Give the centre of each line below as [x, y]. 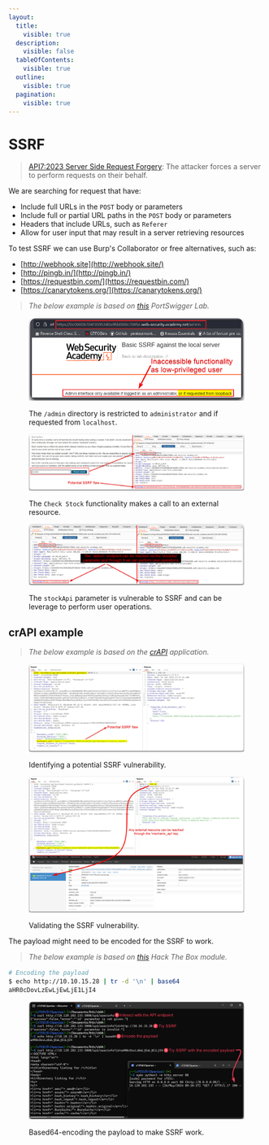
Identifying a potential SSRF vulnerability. [98, 764]
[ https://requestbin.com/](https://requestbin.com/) [104, 281]
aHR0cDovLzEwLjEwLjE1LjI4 [52, 990]
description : [38, 43]
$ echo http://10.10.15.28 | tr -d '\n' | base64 [94, 982]
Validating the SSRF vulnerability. [84, 925]
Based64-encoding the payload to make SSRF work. [117, 1132]
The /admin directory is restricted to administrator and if [124, 414]
